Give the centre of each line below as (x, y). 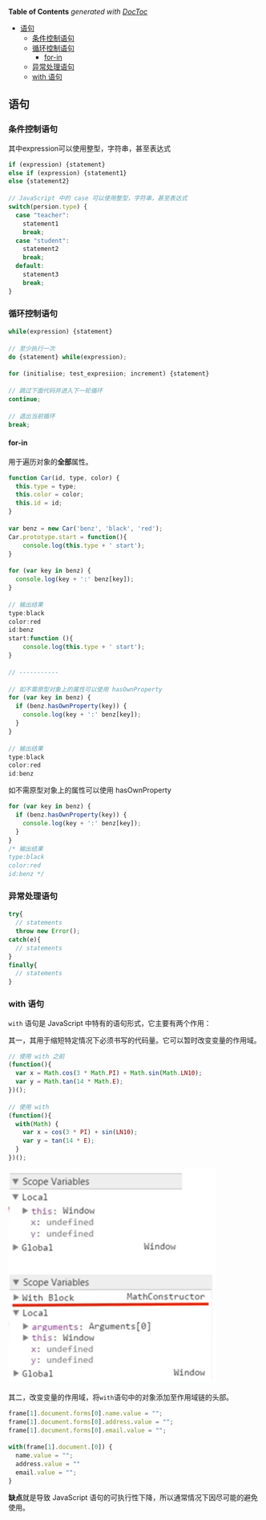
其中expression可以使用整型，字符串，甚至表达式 (90, 148)
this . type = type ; (46, 486)
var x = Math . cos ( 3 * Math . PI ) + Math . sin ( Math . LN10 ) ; (109, 1073)
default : (30, 266)
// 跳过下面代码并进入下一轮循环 (55, 391)
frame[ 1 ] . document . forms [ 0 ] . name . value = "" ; (86, 1413)
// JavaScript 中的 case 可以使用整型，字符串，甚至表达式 (98, 199)
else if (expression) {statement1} (68, 173)
